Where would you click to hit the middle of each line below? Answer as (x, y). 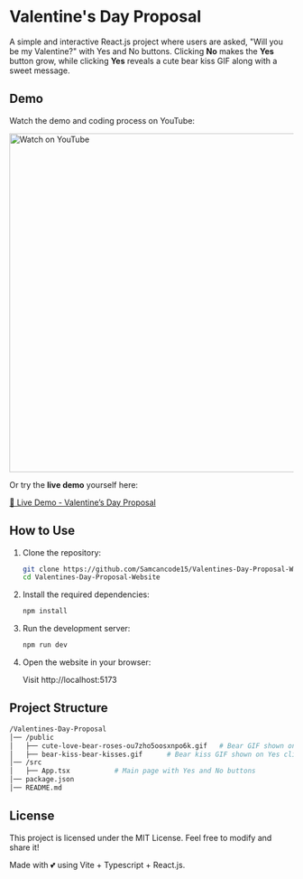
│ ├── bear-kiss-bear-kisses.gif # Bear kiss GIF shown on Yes (145, 754)
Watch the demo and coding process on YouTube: (102, 120)
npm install (45, 612)
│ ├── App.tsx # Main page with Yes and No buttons (133, 771)
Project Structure (59, 708)
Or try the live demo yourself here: (73, 484)
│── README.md (36, 788)
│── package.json (42, 780)
